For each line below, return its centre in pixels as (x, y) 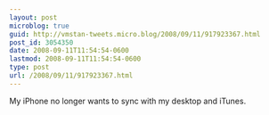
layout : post (33, 17)
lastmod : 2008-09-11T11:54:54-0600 (75, 59)
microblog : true (39, 26)
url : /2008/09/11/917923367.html (71, 76)
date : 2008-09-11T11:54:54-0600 (69, 51)
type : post (29, 68)
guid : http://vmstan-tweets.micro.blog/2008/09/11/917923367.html (135, 34)
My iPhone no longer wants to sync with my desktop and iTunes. (128, 101)
